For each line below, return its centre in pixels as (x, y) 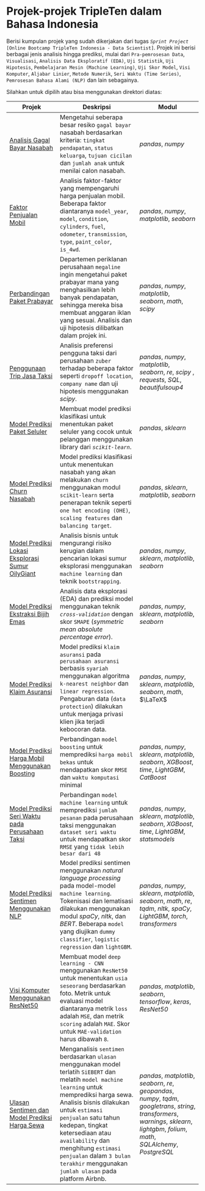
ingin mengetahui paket (94, 274)
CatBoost (153, 777)
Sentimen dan (29, 1110)
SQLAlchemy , (159, 1144)
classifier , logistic (90, 939)
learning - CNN (82, 963)
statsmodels (157, 839)
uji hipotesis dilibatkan (92, 328)
